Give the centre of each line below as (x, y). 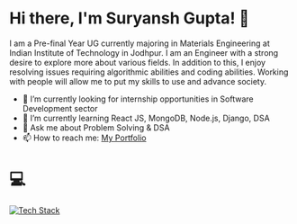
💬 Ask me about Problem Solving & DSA (96, 127)
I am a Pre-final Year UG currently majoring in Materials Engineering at (139, 43)
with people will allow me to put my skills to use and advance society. (138, 81)
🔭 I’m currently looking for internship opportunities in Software (138, 99)
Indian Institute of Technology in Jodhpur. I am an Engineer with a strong (144, 52)
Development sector (60, 108)
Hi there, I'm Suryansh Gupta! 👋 (130, 18)
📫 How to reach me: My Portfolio (84, 138)
